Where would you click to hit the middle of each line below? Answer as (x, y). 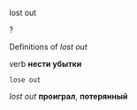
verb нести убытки (46, 64)
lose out (25, 80)
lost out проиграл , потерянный (68, 96)
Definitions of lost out (48, 47)
